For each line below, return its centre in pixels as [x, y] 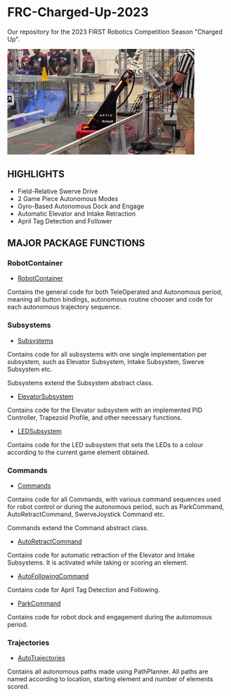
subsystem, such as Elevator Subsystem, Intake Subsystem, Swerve [106, 361]
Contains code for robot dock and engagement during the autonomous [110, 617]
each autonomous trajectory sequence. [64, 307]
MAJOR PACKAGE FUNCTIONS [76, 243]
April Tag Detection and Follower [65, 221]
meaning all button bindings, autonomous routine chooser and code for [110, 299]
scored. [18, 687]
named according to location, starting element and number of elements [110, 679]
